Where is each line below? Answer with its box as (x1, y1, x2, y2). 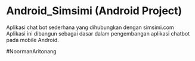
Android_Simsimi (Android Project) (6, 4, 182, 18)
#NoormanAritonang (6, 47, 57, 54)
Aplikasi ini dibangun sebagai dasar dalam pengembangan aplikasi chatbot (6, 30, 190, 37)
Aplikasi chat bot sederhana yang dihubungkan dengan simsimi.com (6, 24, 174, 31)
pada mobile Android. (6, 36, 59, 43)
